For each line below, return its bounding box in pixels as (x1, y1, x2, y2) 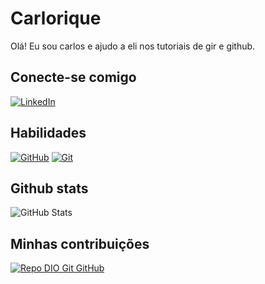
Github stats (10, 180, 89, 197)
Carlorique (10, 7, 102, 30)
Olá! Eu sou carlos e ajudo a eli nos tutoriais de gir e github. (10, 40, 256, 52)
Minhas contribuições (10, 235, 150, 252)
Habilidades (10, 125, 87, 142)
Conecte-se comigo (10, 69, 137, 86)
